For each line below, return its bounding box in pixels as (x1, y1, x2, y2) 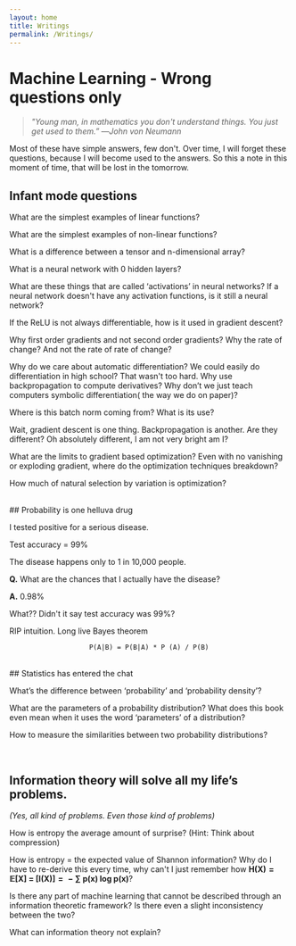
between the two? (9, 909, 76, 920)
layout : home (9, 12, 58, 22)
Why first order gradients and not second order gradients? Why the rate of (9, 335, 283, 345)
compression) (9, 836, 61, 848)
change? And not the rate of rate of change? (9, 344, 172, 355)
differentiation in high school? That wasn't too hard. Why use (9, 371, 234, 382)
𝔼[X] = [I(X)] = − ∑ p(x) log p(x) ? (9, 873, 134, 884)
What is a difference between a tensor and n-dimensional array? (9, 246, 245, 257)
